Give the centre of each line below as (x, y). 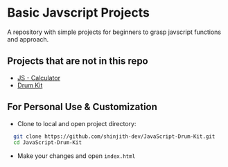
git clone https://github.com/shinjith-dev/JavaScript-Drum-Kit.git (114, 137)
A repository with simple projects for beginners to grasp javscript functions (114, 32)
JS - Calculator (39, 78)
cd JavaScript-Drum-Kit (47, 143)
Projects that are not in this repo (78, 61)
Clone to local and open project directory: (77, 123)
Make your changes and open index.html (76, 156)
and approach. (28, 39)
